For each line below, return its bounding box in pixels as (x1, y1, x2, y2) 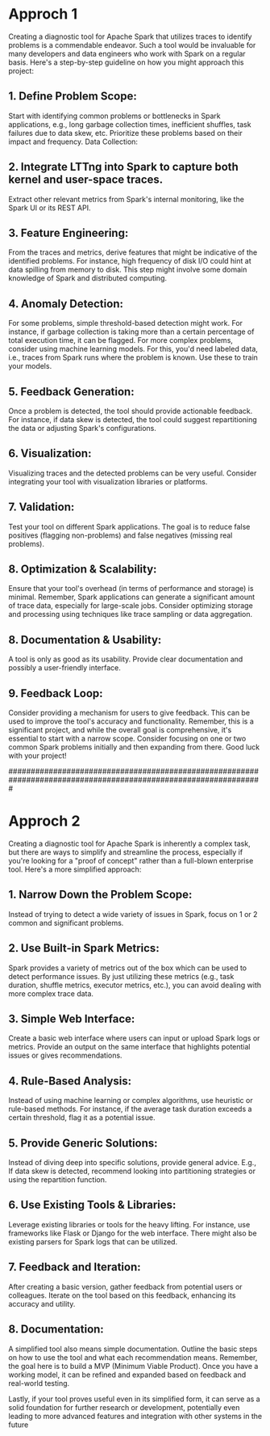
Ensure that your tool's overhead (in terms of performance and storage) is (8, 584, 254, 593)
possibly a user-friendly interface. (8, 663, 121, 673)
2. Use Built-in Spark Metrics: (8, 941, 160, 955)
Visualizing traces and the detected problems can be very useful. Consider (8, 468, 257, 478)
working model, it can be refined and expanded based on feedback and (8, 1370, 247, 1379)
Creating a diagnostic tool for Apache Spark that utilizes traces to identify (8, 32, 252, 41)
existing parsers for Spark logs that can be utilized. (8, 1236, 178, 1246)
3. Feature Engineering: (8, 226, 129, 239)
